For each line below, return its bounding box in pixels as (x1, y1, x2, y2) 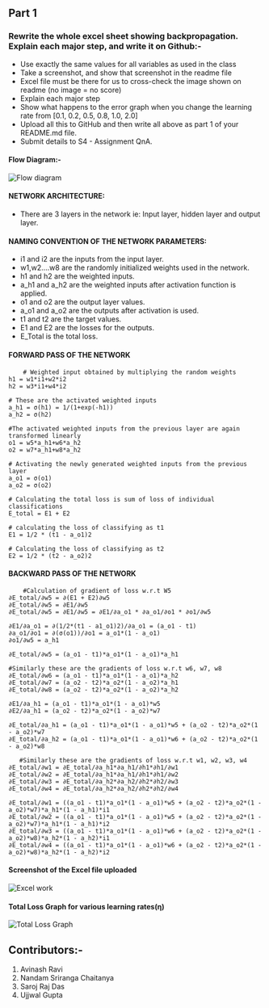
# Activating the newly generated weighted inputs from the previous (8, 460, 248, 468)
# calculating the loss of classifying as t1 (8, 523, 164, 531)
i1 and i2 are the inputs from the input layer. (19, 254, 164, 264)
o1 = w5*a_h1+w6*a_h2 (8, 439, 82, 447)
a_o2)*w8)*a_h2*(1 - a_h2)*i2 (8, 848, 111, 856)
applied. (19, 288, 48, 298)
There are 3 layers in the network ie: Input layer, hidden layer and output (19, 209, 261, 219)
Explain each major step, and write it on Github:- (8, 40, 202, 52)
